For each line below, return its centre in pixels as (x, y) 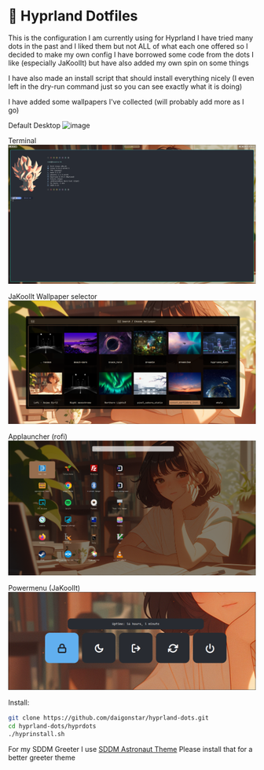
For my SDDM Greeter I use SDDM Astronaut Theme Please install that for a (130, 750)
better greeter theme (42, 757)
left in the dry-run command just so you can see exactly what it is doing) (125, 87)
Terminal (22, 140)
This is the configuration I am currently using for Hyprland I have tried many (131, 38)
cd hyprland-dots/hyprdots (52, 726)
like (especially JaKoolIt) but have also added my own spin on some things (128, 63)
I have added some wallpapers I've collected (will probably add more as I (126, 101)
